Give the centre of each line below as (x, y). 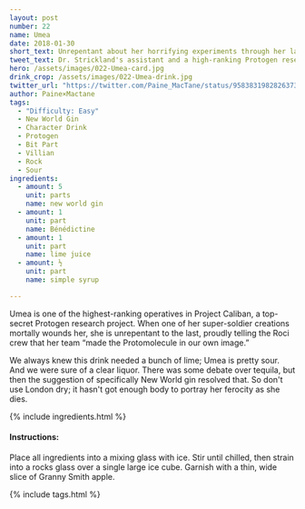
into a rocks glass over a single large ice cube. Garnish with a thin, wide (143, 467)
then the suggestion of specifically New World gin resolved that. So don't (146, 379)
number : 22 (30, 26)
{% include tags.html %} (55, 494)
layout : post (34, 18)
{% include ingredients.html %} (68, 416)
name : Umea (30, 35)
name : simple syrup (63, 280)
